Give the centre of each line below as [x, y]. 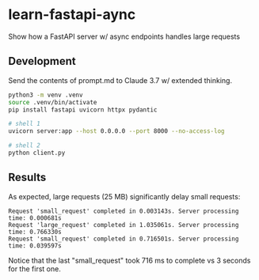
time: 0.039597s [35, 246]
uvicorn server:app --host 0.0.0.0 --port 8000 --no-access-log [116, 131]
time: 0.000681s [35, 218]
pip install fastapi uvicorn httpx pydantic [83, 110]
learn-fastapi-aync [72, 15]
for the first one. [34, 269]
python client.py [37, 153]
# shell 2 [25, 146]
